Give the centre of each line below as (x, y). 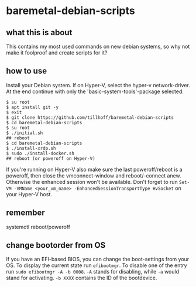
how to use (27, 71)
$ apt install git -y (32, 107)
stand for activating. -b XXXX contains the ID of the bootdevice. (82, 278)
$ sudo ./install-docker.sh (40, 153)
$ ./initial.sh (25, 133)
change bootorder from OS (56, 245)
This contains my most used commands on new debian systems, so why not (98, 46)
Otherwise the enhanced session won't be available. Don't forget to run (92, 182)
